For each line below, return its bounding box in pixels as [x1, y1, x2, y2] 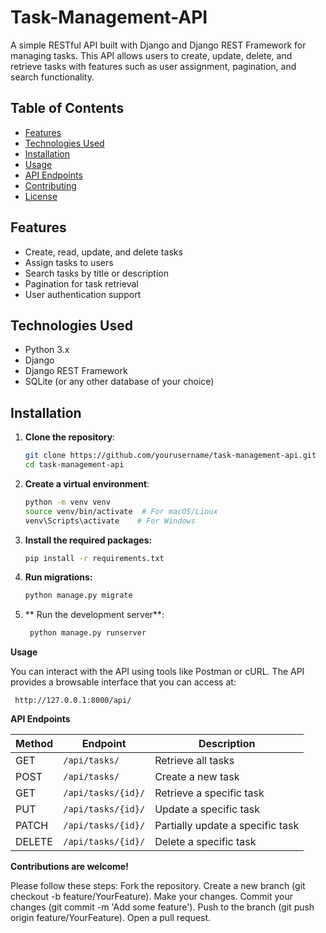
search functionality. [10, 71, 95, 83]
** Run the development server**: [24, 609, 165, 621]
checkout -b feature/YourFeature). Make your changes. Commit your [10, 891, 293, 903]
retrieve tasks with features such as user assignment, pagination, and [10, 60, 297, 72]
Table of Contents [10, 100, 125, 117]
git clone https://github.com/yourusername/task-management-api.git [24, 451, 317, 461]
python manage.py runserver [29, 628, 147, 638]
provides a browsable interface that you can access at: [10, 676, 237, 688]
